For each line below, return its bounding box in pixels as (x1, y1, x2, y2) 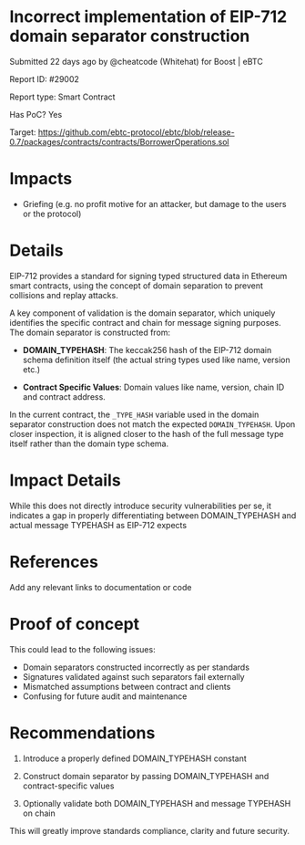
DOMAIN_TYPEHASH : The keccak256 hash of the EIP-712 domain (22, 344, 272, 355)
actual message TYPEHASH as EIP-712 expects (9, 519, 188, 530)
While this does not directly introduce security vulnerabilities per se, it (9, 500, 271, 511)
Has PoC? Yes (9, 109, 63, 120)
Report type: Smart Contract (9, 91, 116, 102)
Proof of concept (9, 613, 140, 634)
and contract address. (22, 391, 107, 402)
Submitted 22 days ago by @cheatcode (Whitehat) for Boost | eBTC (9, 56, 264, 67)
